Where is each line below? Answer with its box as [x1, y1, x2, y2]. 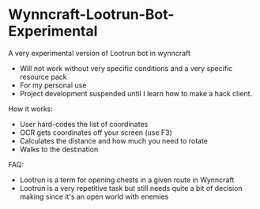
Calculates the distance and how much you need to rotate [19, 136, 208, 145]
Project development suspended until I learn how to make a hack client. [19, 88, 253, 98]
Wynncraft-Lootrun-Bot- [8, 6, 175, 24]
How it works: [8, 104, 54, 114]
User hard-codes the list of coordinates [19, 119, 149, 129]
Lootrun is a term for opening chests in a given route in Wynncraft [19, 175, 235, 185]
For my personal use [19, 80, 87, 90]
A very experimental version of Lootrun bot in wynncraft [8, 48, 191, 58]
